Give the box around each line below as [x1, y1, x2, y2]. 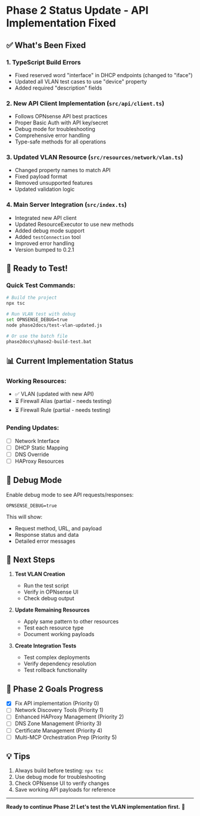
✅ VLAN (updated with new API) [14, 390, 94, 398]
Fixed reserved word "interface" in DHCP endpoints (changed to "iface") [14, 71, 193, 78]
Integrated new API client [14, 214, 77, 221]
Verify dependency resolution [23, 660, 97, 667]
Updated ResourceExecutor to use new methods [14, 221, 134, 228]
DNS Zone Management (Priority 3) [14, 720, 102, 727]
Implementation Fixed [6, 16, 116, 30]
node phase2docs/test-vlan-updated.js [6, 322, 102, 328]
